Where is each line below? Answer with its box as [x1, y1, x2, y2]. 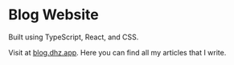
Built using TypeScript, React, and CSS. [8, 32, 139, 42]
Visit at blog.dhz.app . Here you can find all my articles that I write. [8, 47, 227, 57]
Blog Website [8, 6, 99, 24]
